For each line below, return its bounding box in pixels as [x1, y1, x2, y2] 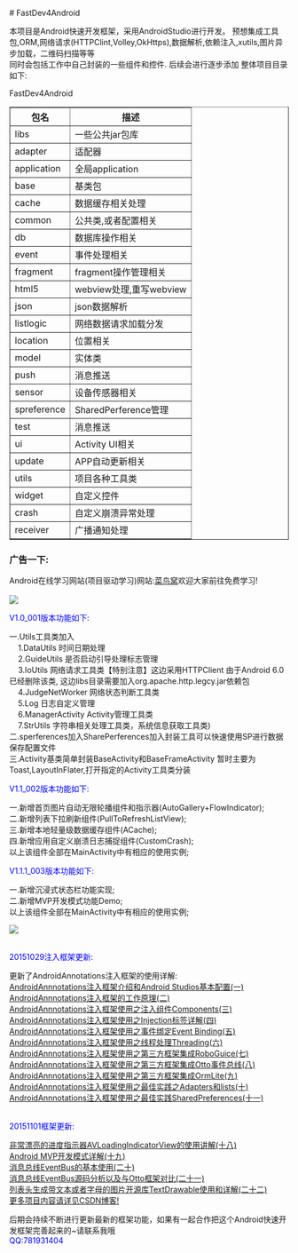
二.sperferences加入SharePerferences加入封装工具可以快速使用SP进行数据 [9, 732, 284, 742]
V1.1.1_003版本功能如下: [9, 866, 95, 876]
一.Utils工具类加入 [9, 631, 75, 642]
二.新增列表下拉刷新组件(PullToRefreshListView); [9, 813, 187, 824]
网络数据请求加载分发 [74, 318, 164, 329]
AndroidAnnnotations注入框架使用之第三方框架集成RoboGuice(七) [9, 1048, 249, 1059]
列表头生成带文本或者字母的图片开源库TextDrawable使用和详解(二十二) [9, 1185, 268, 1195]
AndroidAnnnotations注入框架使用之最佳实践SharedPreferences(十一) [9, 1092, 264, 1104]
